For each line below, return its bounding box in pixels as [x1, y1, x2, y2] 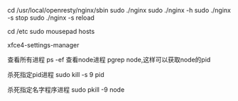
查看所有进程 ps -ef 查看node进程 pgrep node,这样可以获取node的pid [7, 56, 211, 64]
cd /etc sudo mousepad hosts [7, 28, 95, 35]
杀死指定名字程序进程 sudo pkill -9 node [7, 85, 125, 94]
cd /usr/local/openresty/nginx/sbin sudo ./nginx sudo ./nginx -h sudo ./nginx [7, 6, 231, 14]
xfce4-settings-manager [7, 41, 80, 49]
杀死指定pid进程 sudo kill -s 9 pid [7, 71, 104, 78]
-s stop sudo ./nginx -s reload [7, 13, 94, 22]
